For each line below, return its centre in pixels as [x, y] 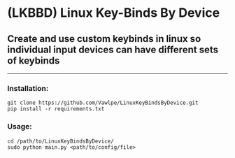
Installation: [28, 88]
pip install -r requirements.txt [56, 109]
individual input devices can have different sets [113, 49]
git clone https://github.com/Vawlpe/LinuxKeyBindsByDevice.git [103, 103]
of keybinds [34, 60]
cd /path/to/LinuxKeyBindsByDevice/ [60, 141]
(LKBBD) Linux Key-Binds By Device [114, 13]
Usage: [20, 127]
